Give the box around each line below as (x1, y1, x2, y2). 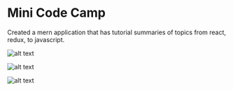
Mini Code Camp (7, 5, 106, 21)
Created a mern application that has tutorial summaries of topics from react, (7, 28, 226, 36)
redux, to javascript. (7, 35, 65, 43)
